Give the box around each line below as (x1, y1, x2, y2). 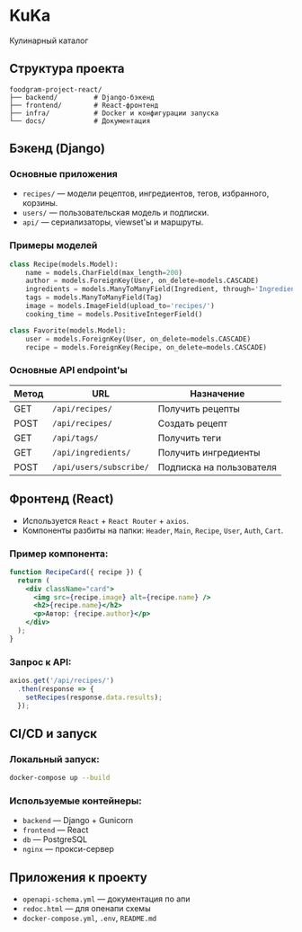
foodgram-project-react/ (9, 84, 102, 94)
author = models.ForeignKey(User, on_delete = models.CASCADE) (25, 276, 259, 286)
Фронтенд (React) (9, 492, 114, 507)
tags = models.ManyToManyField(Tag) (25, 293, 164, 302)
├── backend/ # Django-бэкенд (9, 93, 155, 102)
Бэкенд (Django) (9, 141, 106, 156)
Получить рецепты (157, 402, 241, 414)
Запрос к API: (9, 655, 72, 668)
